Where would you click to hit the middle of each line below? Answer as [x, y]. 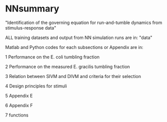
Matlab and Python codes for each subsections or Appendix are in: [74, 47]
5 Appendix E [19, 95]
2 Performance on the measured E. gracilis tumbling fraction [68, 66]
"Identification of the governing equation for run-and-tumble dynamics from [84, 22]
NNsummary [32, 9]
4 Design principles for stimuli [36, 86]
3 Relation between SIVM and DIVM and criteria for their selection [73, 76]
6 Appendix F [19, 105]
